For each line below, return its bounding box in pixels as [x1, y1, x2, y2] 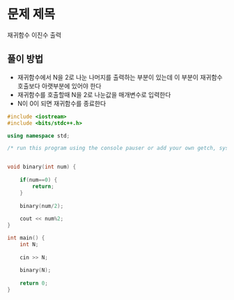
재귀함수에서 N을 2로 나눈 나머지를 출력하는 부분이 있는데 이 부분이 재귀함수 [17, 73, 223, 81]
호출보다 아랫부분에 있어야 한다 [17, 82, 102, 90]
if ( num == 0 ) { [19, 177, 58, 183]
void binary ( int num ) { [7, 163, 77, 171]
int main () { [7, 234, 45, 241]
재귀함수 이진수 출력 [7, 31, 61, 39]
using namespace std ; [7, 132, 70, 140]
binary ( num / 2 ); [19, 202, 64, 209]
